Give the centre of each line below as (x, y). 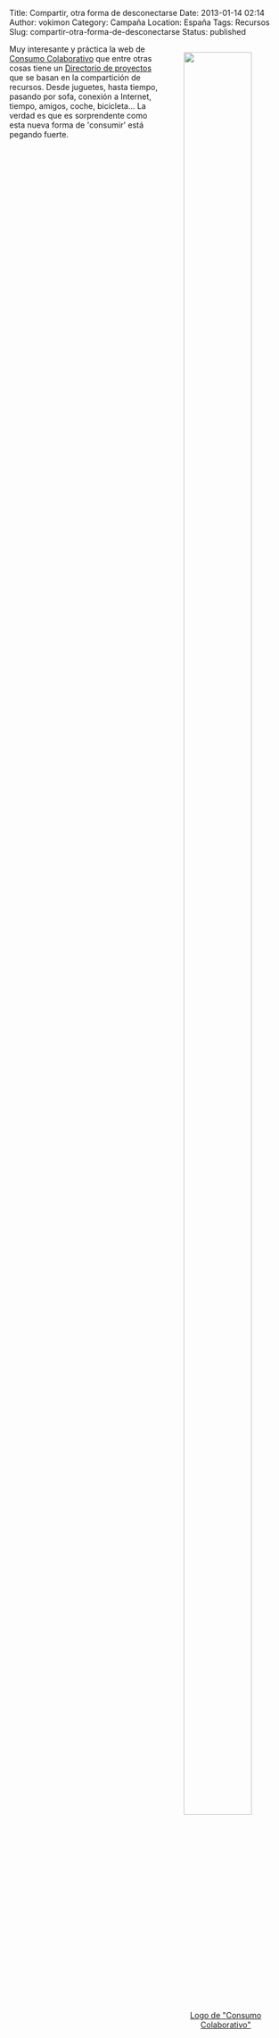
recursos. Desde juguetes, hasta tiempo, (84, 87)
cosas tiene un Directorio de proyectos (81, 68)
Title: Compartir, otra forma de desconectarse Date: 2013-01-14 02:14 (137, 13)
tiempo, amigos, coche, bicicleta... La (78, 106)
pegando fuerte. (39, 134)
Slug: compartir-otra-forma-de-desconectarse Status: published (128, 32)
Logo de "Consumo (226, 2015)
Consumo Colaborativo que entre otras (81, 58)
